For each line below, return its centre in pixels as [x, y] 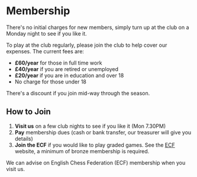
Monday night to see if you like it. [46, 33]
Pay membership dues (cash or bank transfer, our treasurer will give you [103, 132]
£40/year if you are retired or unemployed [67, 69]
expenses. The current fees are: [45, 51]
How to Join [29, 112]
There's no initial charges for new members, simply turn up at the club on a [98, 27]
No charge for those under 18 [51, 82]
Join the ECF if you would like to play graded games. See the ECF [95, 145]
